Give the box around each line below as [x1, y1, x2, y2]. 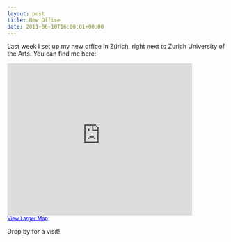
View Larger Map [7, 215, 49, 223]
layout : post [7, 10, 45, 17]
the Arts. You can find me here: [7, 49, 97, 58]
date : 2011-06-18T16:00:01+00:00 [7, 23, 104, 30]
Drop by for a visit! [7, 227, 61, 236]
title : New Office [7, 17, 61, 24]
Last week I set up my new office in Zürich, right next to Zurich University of [7, 42, 225, 51]
